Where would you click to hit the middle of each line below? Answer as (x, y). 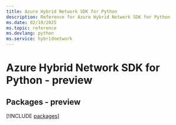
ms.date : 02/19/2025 (32, 22)
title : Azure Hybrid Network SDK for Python (62, 11)
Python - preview (49, 80)
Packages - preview (43, 102)
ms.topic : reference (32, 28)
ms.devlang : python (30, 33)
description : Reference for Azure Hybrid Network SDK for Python (88, 17)
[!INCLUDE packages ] (33, 116)
